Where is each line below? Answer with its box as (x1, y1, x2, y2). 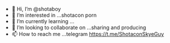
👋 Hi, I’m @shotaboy (11, 6, 61, 12)
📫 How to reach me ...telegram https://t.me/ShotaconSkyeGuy (11, 31, 164, 37)
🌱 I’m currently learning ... (11, 18, 75, 24)
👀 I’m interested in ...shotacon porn (11, 12, 97, 19)
